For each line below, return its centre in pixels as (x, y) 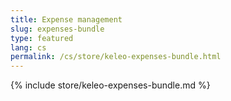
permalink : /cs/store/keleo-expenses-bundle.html (116, 57)
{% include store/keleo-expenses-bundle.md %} (110, 85)
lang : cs (28, 47)
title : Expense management (66, 19)
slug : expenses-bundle (57, 29)
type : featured (42, 38)
